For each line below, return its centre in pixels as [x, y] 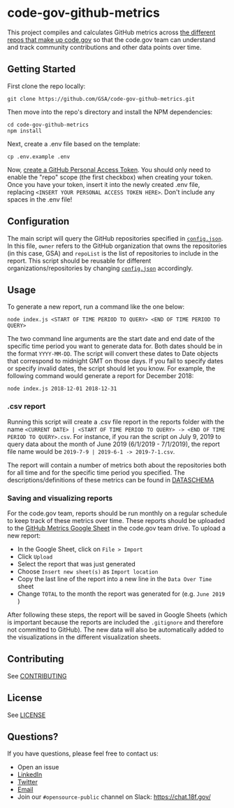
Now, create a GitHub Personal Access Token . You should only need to [109, 169]
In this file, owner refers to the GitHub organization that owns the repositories [117, 246]
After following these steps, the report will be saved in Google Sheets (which [117, 615]
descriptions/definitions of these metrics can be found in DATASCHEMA [111, 480]
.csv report [27, 406]
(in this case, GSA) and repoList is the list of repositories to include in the [113, 253]
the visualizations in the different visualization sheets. [84, 637]
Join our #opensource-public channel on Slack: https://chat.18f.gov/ [114, 797]
